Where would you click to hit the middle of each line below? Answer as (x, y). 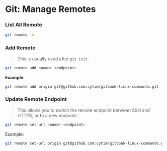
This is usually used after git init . (53, 59)
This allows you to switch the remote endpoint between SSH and (83, 110)
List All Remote (24, 25)
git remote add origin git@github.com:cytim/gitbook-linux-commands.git (82, 86)
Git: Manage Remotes (50, 9)
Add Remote (20, 48)
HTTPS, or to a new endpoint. (48, 115)
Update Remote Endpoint (36, 99)
